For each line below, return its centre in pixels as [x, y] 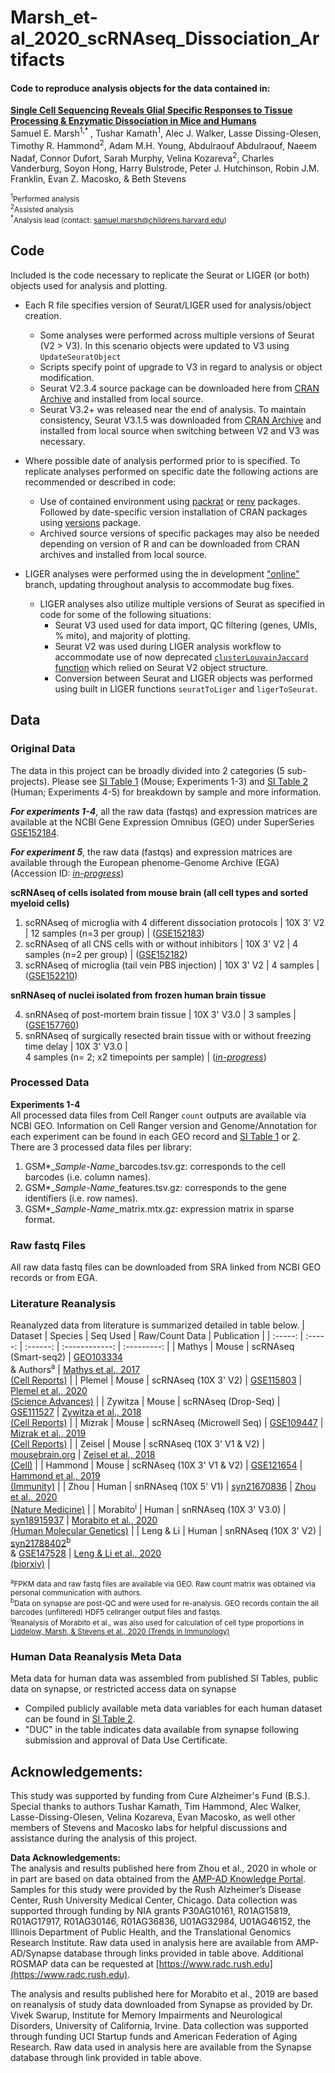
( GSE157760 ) [52, 1025]
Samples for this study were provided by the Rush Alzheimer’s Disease [156, 1890]
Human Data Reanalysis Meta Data [96, 1656]
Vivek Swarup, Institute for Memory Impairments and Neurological [146, 2015]
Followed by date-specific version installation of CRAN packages [173, 512]
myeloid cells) [40, 903]
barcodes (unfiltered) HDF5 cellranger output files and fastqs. [116, 1612]
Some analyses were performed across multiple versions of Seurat [177, 335]
